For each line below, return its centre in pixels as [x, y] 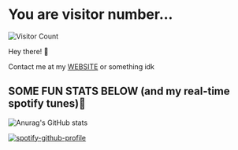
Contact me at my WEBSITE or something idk [82, 66]
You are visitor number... [91, 15]
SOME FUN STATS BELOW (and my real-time [119, 91]
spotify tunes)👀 [47, 104]
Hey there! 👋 [28, 51]
